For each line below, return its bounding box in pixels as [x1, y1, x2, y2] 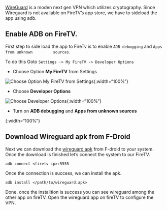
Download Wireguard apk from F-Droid [5, 132, 130, 141]
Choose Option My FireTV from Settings [12, 68, 97, 74]
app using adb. [5, 15, 37, 21]
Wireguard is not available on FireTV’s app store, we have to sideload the [5, 10, 157, 16]
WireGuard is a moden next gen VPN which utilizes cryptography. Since [5, 5, 155, 10]
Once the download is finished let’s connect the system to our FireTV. [5, 151, 150, 157]
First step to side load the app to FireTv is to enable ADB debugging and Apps [5, 43, 162, 49]
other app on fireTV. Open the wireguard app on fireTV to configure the [5, 194, 154, 200]
